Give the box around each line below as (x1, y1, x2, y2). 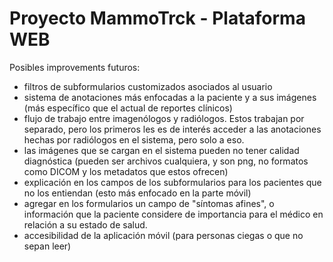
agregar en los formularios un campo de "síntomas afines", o (23, 197, 275, 209)
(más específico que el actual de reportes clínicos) (23, 102, 233, 114)
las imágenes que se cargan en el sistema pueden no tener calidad (23, 144, 300, 156)
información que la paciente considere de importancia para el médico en (23, 208, 324, 220)
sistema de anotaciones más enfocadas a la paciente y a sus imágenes (23, 91, 317, 103)
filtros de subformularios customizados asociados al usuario (23, 80, 273, 92)
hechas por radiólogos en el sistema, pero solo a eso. (23, 133, 245, 146)
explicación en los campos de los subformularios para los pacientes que (23, 176, 322, 188)
